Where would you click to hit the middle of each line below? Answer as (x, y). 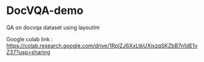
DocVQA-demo (45, 11)
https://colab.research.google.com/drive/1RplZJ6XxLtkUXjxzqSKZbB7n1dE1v (102, 46)
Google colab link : (30, 39)
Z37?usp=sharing (28, 52)
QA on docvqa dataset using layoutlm (53, 27)
